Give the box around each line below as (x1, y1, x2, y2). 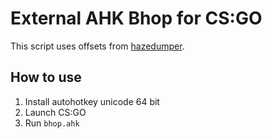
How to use (10, 69, 82, 86)
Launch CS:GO (24, 106, 87, 118)
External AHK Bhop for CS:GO (10, 7, 263, 30)
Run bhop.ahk (24, 117, 80, 129)
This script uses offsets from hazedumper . (10, 40, 185, 52)
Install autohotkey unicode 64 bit (24, 95, 160, 107)
